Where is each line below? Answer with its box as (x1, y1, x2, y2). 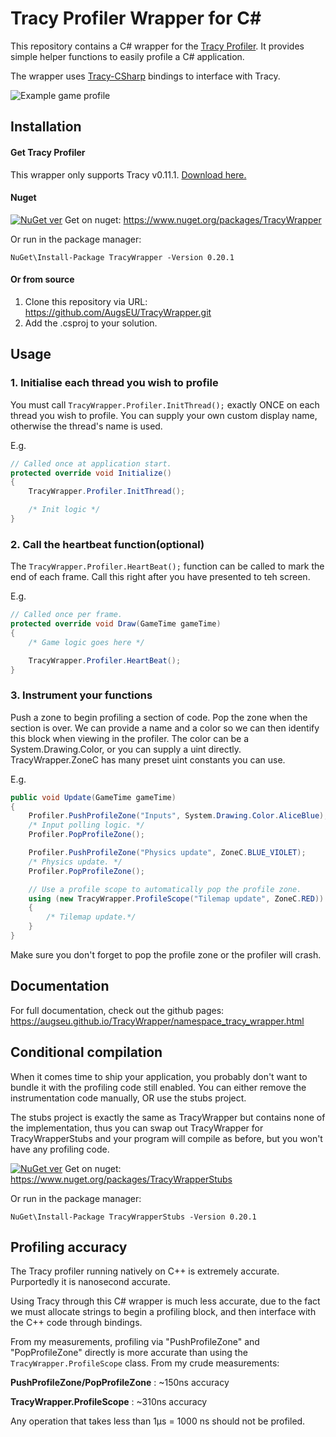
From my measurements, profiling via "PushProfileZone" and (10, 1336, 260, 1348)
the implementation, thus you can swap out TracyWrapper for (10, 1122, 264, 1134)
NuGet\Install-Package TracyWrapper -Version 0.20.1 (10, 252, 235, 262)
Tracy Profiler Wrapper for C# (10, 7, 262, 30)
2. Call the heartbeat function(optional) (10, 537, 205, 551)
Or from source (10, 273, 75, 286)
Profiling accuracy (10, 1238, 128, 1256)
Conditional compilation (10, 1044, 163, 1061)
